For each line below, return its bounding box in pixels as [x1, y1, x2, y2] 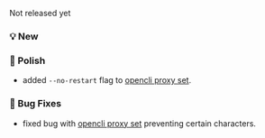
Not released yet [9, 8, 71, 18]
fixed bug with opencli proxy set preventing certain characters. [22, 117, 257, 129]
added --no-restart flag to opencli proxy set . [22, 75, 192, 86]
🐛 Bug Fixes [9, 97, 61, 110]
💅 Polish [9, 54, 46, 67]
